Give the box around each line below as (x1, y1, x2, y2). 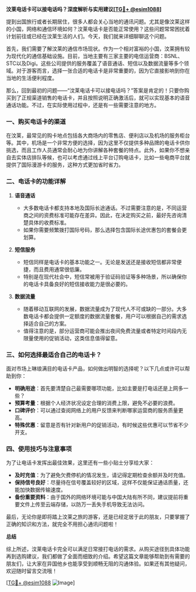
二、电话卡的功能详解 (6, 177, 66, 186)
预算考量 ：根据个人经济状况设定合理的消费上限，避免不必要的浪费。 (14, 399, 178, 406)
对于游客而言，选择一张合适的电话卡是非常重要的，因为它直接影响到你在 (16, 67, 190, 74)
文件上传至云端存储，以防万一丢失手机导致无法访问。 (19, 501, 148, 508)
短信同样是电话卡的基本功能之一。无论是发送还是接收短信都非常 (23, 258, 177, 265)
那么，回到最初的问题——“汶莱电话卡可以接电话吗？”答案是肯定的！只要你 (6, 87, 185, 94)
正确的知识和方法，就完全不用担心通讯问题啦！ (6, 521, 118, 528)
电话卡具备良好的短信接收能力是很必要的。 (28, 280, 131, 288)
